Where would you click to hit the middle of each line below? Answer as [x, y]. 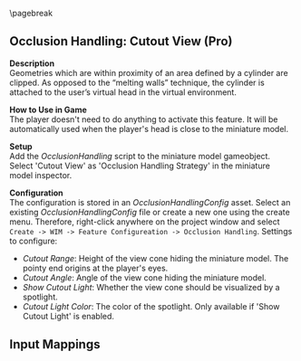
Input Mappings [55, 344]
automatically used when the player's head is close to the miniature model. [149, 128]
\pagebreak [31, 13]
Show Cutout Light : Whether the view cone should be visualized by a [151, 287]
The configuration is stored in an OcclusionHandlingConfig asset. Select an [150, 202]
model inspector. [41, 175]
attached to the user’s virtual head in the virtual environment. [123, 92]
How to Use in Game [49, 109]
